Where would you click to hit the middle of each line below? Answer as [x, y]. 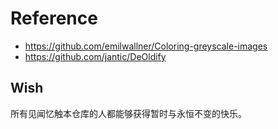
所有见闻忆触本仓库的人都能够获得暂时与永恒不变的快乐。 [128, 113]
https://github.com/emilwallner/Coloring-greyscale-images [146, 46]
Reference [54, 18]
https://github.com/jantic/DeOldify [95, 56]
